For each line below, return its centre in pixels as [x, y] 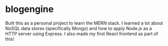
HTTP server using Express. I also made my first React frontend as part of [82, 33]
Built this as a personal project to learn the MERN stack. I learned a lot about [84, 23]
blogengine [29, 9]
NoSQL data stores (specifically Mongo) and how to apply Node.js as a [79, 28]
